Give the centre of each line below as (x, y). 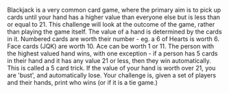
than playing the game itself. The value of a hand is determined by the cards (114, 31)
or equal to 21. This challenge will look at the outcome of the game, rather (111, 24)
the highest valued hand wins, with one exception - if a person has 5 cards (112, 53)
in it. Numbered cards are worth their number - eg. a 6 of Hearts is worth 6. (113, 39)
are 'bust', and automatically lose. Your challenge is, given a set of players (112, 75)
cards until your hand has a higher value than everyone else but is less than (114, 17)
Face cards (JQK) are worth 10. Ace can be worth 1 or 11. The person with (111, 46)
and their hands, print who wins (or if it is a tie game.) (82, 82)
